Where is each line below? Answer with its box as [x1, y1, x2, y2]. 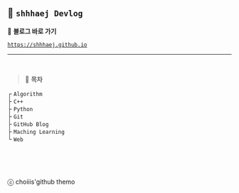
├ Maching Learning [7, 127, 65, 135]
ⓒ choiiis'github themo [7, 177, 75, 186]
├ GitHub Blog [7, 119, 49, 128]
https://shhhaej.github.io [7, 41, 87, 48]
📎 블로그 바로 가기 [7, 26, 57, 36]
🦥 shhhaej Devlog [7, 7, 83, 19]
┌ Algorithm [7, 89, 43, 98]
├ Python [7, 104, 33, 113]
